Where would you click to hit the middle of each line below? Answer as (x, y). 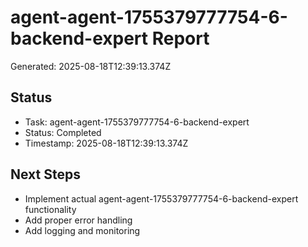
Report (180, 38)
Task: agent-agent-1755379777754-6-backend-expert (137, 122)
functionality (50, 209)
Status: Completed (63, 132)
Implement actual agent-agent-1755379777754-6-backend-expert (161, 198)
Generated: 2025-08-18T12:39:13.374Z (91, 66)
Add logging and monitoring (82, 230)
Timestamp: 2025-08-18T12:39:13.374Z (106, 143)
